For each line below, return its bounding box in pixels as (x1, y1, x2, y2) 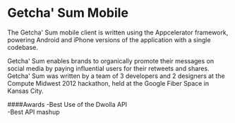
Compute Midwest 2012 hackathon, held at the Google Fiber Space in (7, 79, 210, 87)
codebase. (7, 43, 39, 51)
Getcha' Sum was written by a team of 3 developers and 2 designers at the (7, 72, 225, 80)
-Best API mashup (7, 108, 60, 116)
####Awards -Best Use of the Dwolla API (7, 100, 128, 108)
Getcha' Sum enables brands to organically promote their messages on (7, 56, 215, 65)
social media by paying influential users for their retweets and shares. (7, 64, 210, 72)
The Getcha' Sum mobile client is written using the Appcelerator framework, (7, 28, 229, 37)
